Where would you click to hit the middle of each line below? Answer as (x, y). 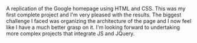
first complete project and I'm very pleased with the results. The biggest (94, 15)
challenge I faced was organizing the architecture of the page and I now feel (99, 21)
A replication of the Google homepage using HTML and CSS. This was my (96, 9)
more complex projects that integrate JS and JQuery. (70, 34)
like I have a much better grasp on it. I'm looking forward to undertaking (93, 27)
